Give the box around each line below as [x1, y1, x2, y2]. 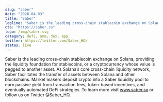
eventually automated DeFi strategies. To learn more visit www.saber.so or [5, 87, 154, 92]
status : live [5, 43, 32, 48]
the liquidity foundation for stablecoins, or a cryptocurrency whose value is [5, 61, 155, 67]
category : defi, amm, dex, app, [5, 34, 70, 39]
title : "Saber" [5, 16, 36, 21]
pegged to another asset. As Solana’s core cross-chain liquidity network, [5, 66, 150, 72]
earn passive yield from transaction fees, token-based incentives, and [5, 81, 145, 87]
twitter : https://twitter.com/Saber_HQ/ [5, 38, 88, 43]
